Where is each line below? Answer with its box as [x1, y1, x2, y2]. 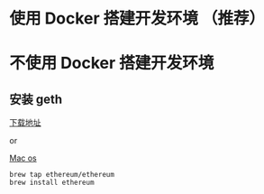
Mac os [9, 152, 38, 163]
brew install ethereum [9, 178, 95, 188]
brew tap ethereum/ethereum [9, 171, 115, 180]
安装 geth [9, 91, 63, 106]
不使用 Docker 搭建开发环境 [9, 53, 214, 73]
